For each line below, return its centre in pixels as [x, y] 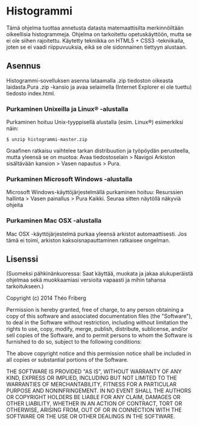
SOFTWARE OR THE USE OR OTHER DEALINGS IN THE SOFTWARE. [91, 417]
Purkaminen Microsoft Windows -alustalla [69, 179]
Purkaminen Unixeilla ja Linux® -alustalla [67, 109]
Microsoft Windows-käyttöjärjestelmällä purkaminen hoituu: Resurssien [95, 192]
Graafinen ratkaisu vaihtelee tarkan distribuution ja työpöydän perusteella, [98, 151]
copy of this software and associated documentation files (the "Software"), [99, 316]
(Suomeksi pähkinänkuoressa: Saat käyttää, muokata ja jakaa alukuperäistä [100, 274]
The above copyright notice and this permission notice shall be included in [99, 353]
